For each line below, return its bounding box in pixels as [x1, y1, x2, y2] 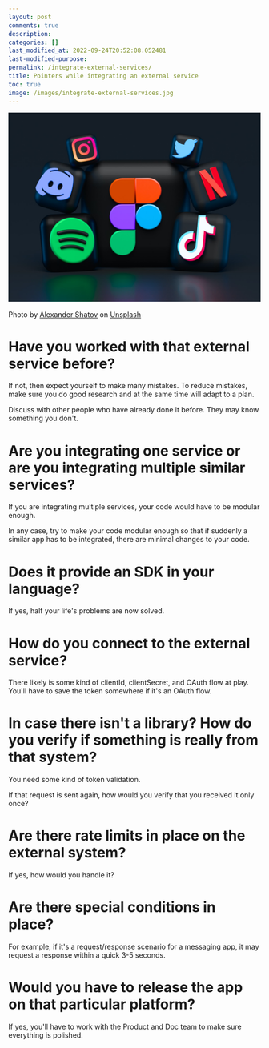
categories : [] [8, 38, 59, 46]
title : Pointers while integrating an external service [8, 72, 199, 80]
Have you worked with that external [8, 337, 250, 355]
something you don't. [8, 413, 78, 424]
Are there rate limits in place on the [8, 827, 246, 845]
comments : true [8, 21, 59, 30]
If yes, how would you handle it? [8, 870, 114, 880]
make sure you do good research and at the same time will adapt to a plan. [8, 389, 255, 400]
